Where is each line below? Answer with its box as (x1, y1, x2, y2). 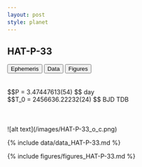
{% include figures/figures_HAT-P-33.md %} (7, 152, 136, 161)
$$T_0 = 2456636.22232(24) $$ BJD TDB (7, 95, 129, 104)
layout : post (7, 11, 45, 18)
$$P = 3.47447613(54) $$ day (7, 88, 94, 96)
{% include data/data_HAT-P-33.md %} (7, 138, 121, 147)
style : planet (7, 18, 49, 26)
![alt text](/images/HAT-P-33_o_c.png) (7, 125, 118, 133)
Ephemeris (10, 65, 39, 73)
